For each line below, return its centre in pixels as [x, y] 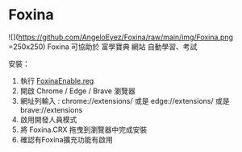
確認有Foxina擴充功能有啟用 [66, 139]
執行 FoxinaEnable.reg [57, 80]
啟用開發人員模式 [48, 119]
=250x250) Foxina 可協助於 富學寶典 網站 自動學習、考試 [103, 47]
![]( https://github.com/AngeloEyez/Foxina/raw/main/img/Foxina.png [121, 37]
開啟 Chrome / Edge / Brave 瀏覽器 [77, 91]
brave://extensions [51, 109]
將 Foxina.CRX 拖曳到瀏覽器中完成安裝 [83, 129]
